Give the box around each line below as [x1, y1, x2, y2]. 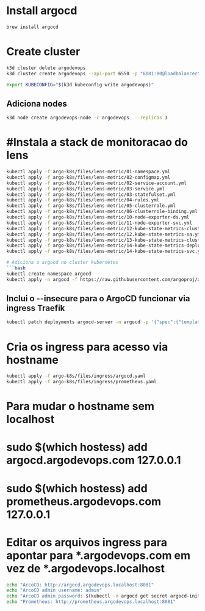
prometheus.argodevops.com [6, 494, 162, 508]
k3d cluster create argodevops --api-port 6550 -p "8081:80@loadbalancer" [6, 70, 201, 77]
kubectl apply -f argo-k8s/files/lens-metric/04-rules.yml [6, 197, 160, 203]
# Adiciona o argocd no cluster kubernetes [6, 260, 119, 266]
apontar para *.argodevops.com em [6, 549, 191, 562]
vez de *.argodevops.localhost [6, 561, 165, 575]
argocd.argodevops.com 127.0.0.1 [6, 454, 181, 467]
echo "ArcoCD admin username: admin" [6, 587, 103, 594]
